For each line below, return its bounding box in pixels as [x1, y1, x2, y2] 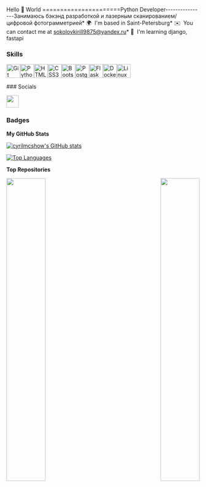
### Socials [6, 83, 37, 90]
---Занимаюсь [6, 12, 45, 20]
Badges [6, 116, 29, 125]
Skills [6, 50, 23, 58]
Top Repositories [6, 166, 51, 173]
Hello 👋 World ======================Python [6, 6, 139, 13]
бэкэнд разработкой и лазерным [45, 12, 132, 20]
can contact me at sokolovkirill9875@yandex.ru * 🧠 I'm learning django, [6, 28, 188, 35]
